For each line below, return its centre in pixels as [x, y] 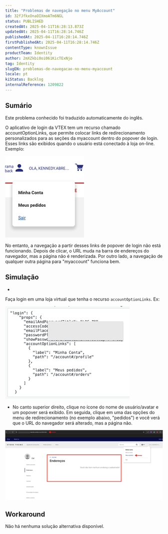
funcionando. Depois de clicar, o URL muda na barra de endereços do [77, 250]
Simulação [22, 277]
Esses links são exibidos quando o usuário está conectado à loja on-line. [80, 144]
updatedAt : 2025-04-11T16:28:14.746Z [44, 32]
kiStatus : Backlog [24, 80]
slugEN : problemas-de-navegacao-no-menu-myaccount [59, 69]
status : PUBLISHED [24, 21]
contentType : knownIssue [31, 48]
